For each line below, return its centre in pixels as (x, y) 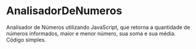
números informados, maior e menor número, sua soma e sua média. (91, 33)
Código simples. (26, 40)
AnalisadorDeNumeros (64, 11)
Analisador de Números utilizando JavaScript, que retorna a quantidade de (98, 27)
